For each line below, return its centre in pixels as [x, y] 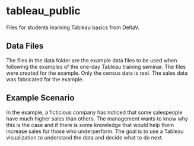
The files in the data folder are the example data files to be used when [92, 60]
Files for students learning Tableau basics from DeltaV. [73, 27]
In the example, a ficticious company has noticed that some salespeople [94, 112]
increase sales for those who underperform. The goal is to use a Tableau [95, 131]
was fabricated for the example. [45, 79]
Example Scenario [40, 98]
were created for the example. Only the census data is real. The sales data [97, 73]
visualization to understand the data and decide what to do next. [85, 137]
